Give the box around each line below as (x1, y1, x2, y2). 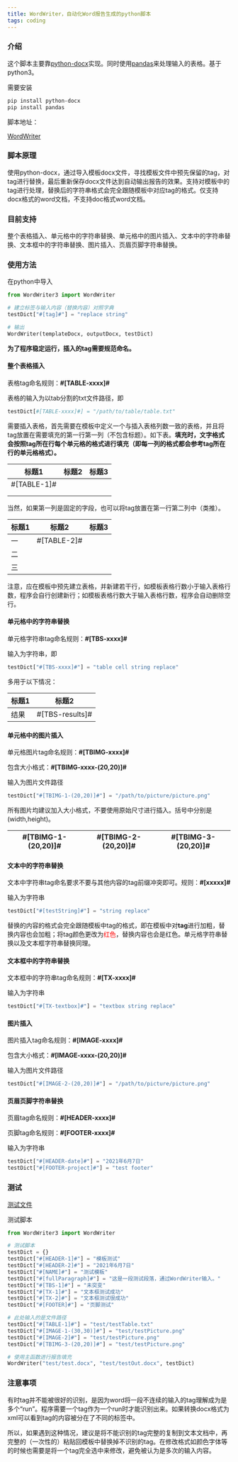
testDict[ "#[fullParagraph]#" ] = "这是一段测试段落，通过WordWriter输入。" (7, 1275, 221, 1282)
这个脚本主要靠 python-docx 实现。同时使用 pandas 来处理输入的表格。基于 (7, 59, 222, 67)
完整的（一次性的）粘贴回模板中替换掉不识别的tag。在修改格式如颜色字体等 (7, 1437, 228, 1446)
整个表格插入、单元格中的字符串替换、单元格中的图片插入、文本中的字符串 (7, 232, 225, 240)
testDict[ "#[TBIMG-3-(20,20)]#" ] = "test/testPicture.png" (7, 1341, 186, 1348)
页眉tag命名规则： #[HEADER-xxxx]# (7, 1114, 115, 1122)
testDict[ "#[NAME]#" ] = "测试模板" (7, 1268, 108, 1276)
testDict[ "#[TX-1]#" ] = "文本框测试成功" (7, 1288, 124, 1295)
